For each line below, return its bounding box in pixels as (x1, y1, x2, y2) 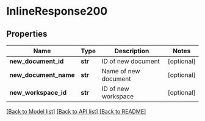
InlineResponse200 (6, 4, 108, 18)
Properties (6, 29, 48, 39)
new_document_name (9, 71, 75, 79)
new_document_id (9, 57, 64, 65)
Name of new (101, 67, 140, 75)
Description (114, 47, 149, 55)
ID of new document (101, 57, 160, 65)
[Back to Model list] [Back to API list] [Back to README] (6, 108, 146, 115)
